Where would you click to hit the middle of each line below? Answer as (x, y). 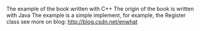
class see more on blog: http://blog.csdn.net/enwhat (72, 22)
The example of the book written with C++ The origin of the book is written (100, 9)
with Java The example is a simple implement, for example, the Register (96, 15)
